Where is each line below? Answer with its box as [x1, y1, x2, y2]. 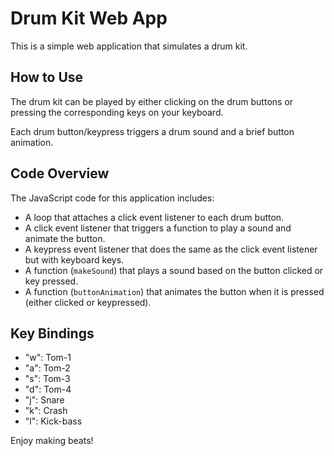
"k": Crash [24, 405, 68, 417]
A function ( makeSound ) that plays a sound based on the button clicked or [24, 264, 324, 276]
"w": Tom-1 [24, 352, 72, 364]
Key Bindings [10, 325, 95, 342]
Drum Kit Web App [10, 7, 168, 30]
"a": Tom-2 [24, 362, 71, 374]
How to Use [10, 69, 84, 86]
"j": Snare [24, 394, 65, 406]
